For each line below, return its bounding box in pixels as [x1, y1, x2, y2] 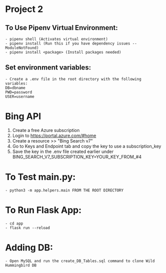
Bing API [5, 111, 41, 122]
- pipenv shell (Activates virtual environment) [5, 36, 108, 41]
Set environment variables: [5, 63, 91, 72]
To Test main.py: [5, 171, 76, 182]
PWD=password [5, 89, 32, 94]
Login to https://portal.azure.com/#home [12, 132, 96, 138]
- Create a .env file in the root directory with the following [5, 76, 142, 81]
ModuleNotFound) [5, 45, 39, 50]
